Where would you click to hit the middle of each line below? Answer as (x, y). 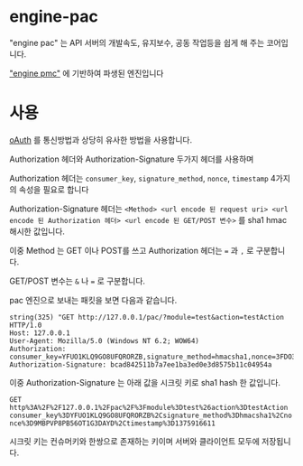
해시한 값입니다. (37, 231)
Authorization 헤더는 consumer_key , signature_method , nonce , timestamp (139, 178)
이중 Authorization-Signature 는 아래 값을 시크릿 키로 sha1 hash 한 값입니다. (145, 382)
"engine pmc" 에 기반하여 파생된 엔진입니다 (87, 73)
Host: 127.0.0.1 (40, 333)
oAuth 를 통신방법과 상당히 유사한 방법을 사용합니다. (101, 140)
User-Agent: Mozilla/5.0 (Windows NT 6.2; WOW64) (105, 340)
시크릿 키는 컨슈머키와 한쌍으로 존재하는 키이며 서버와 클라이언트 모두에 (134, 441)
